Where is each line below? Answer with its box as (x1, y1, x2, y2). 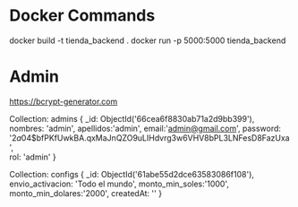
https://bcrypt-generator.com (9, 96, 118, 107)
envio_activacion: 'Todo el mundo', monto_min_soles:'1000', (9, 178, 230, 189)
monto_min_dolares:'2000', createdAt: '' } (9, 187, 163, 198)
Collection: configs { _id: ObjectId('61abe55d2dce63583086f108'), (9, 168, 255, 179)
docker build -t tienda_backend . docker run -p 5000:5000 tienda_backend (9, 35, 286, 46)
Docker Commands (9, 5, 156, 26)
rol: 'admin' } (9, 151, 56, 162)
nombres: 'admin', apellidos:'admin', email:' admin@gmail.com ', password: (9, 123, 282, 134)
